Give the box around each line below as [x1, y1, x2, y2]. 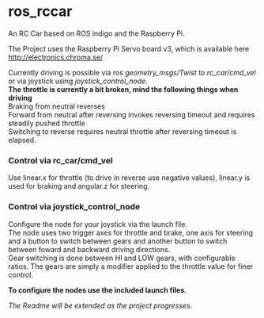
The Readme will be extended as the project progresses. [8, 301, 193, 310]
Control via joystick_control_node [8, 201, 141, 213]
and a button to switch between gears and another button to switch [8, 236, 228, 246]
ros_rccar [8, 2, 73, 21]
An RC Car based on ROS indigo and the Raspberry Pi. [8, 29, 185, 38]
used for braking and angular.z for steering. [8, 182, 150, 191]
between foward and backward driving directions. [8, 244, 171, 254]
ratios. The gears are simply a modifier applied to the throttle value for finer [8, 261, 254, 271]
